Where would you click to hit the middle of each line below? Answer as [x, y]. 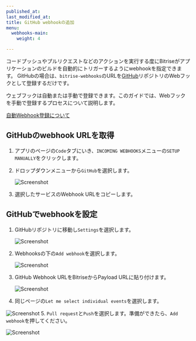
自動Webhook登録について [38, 115]
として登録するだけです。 [42, 83]
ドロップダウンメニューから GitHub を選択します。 [73, 170]
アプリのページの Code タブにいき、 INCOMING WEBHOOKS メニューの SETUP [97, 150]
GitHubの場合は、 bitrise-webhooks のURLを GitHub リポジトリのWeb [99, 76]
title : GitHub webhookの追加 [40, 22]
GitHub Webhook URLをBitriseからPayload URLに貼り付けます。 [92, 277]
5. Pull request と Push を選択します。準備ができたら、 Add [109, 313]
